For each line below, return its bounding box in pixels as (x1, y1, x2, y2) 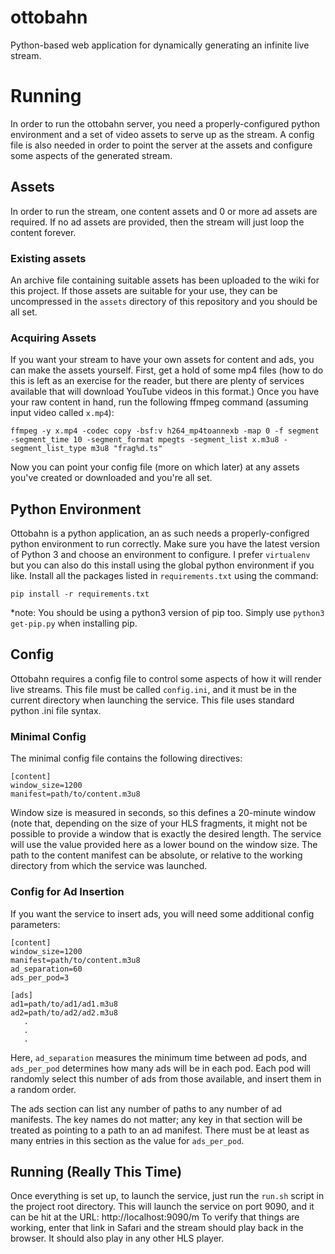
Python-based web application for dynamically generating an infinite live (10, 39, 310, 51)
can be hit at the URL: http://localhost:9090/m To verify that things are (10, 1211, 300, 1223)
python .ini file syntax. (10, 704, 102, 716)
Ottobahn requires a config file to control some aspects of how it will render (10, 672, 322, 685)
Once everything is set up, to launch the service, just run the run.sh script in (10, 1190, 325, 1202)
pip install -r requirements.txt (10, 589, 150, 600)
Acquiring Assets (10, 331, 97, 345)
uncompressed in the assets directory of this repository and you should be (10, 295, 318, 307)
